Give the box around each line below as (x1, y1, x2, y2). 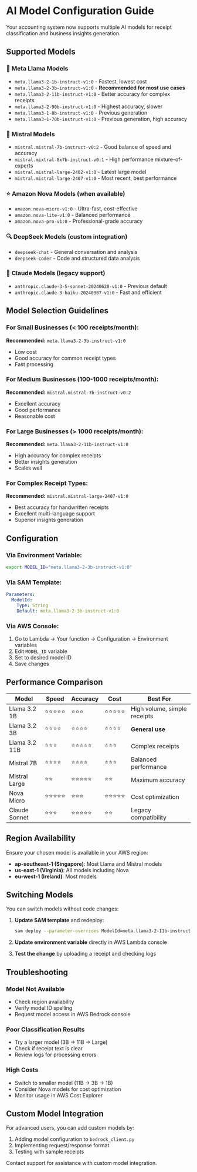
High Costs (6, 1066, 39, 1074)
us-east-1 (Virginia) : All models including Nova (14, 866, 129, 873)
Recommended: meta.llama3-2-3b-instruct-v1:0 (6, 337, 126, 344)
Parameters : (6, 592, 35, 598)
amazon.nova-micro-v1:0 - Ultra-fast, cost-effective (14, 205, 138, 212)
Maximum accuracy (131, 776, 185, 784)
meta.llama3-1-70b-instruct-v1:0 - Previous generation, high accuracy (14, 115, 188, 122)
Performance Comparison (6, 677, 103, 687)
